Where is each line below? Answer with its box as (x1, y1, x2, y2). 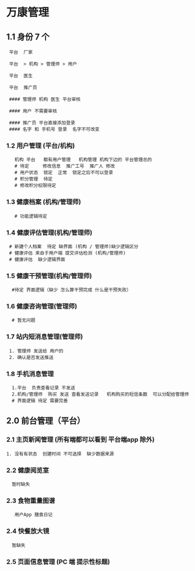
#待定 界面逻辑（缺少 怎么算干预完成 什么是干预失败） (12, 287, 132, 293)
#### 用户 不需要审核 (9, 108, 58, 114)
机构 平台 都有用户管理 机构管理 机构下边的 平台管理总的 (14, 157, 152, 163)
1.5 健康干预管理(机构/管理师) (6, 272, 92, 280)
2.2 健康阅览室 (6, 466, 49, 474)
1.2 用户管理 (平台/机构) (6, 141, 75, 149)
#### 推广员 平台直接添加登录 (9, 120, 75, 126)
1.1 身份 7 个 (6, 32, 50, 42)
